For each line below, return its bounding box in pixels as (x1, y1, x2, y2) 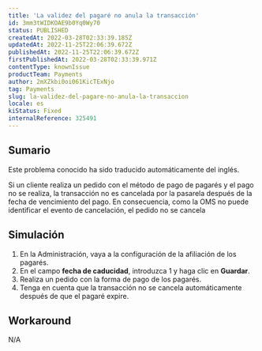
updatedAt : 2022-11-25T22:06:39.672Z (8, 41, 133, 49)
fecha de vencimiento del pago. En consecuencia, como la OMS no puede (8, 197, 249, 206)
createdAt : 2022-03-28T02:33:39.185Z (8, 33, 133, 42)
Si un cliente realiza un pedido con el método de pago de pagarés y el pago (8, 179, 254, 190)
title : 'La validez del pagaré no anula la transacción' (8, 11, 200, 20)
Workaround (8, 314, 72, 327)
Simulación (8, 228, 65, 242)
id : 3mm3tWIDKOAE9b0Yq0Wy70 (8, 19, 101, 27)
